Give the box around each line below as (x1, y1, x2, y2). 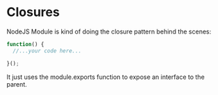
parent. (6, 80, 27, 88)
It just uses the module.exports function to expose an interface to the (6, 73, 205, 81)
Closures (6, 4, 60, 20)
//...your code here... (13, 47, 81, 54)
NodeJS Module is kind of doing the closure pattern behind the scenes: (6, 27, 212, 36)
